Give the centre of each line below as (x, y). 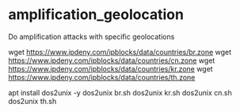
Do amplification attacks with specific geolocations (91, 37)
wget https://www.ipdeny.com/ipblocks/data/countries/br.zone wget (120, 52)
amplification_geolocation (96, 15)
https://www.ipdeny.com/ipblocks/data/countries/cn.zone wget (112, 60)
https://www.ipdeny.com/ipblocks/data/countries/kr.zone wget (110, 68)
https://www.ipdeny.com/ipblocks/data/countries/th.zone (102, 77)
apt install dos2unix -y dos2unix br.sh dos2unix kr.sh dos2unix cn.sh (120, 92)
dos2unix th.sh (32, 101)
